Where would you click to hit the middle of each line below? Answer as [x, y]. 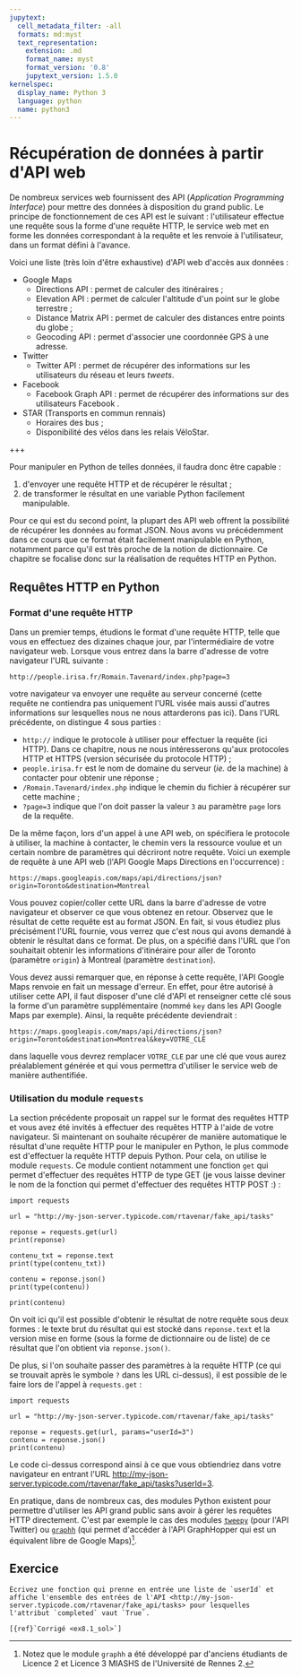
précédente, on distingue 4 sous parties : [85, 722]
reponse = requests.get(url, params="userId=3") [102, 1432]
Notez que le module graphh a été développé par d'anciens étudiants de [155, 1654]
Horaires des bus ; [69, 423]
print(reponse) [38, 1240]
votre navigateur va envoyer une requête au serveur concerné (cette [136, 693]
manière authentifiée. [48, 1075]
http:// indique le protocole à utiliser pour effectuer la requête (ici [145, 739]
